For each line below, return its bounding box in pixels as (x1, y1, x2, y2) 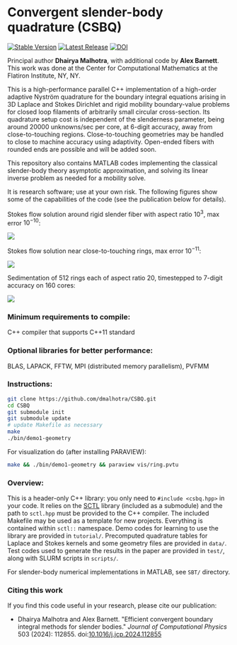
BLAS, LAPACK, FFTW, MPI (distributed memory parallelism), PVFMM (7, 362, 209, 370)
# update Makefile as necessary (7, 422, 103, 429)
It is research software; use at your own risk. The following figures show (7, 187, 218, 196)
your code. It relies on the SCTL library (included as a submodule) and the (7, 502, 223, 510)
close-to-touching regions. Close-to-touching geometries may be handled (7, 130, 224, 138)
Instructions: (7, 379, 53, 389)
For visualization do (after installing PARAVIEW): (7, 447, 147, 456)
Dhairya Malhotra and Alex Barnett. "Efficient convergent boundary (17, 615, 214, 624)
